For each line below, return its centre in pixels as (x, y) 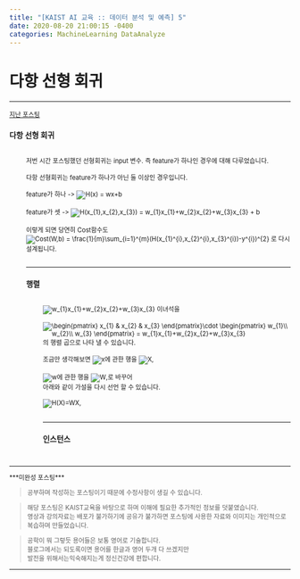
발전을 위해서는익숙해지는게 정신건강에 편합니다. (94, 558)
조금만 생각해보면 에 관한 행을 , (99, 360)
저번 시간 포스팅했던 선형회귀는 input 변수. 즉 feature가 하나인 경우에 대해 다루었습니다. (148, 161)
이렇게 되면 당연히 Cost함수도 (67, 230)
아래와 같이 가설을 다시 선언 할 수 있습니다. (102, 387)
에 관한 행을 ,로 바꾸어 (95, 377)
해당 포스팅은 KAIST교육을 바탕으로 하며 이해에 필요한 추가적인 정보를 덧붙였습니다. (143, 508)
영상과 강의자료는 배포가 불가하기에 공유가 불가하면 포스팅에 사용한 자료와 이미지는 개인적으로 (157, 517)
